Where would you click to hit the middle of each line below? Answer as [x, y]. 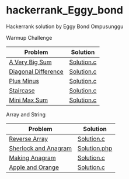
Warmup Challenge [29, 37]
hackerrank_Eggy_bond [65, 10]
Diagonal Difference [36, 71]
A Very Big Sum [30, 62]
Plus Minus [24, 81]
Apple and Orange [34, 167]
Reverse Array [29, 139]
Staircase [22, 90]
